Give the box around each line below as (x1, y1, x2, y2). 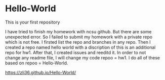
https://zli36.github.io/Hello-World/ (5, 69, 76, 75)
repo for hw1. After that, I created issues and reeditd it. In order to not (5, 50, 146, 55)
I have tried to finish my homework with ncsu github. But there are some (5, 28, 152, 34)
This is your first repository (5, 19, 60, 25)
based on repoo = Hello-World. (5, 60, 68, 66)
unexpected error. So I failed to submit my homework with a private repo (5, 34, 153, 40)
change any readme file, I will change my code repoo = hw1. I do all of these (5, 54, 160, 60)
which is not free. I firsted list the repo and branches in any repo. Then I (5, 39, 151, 45)
